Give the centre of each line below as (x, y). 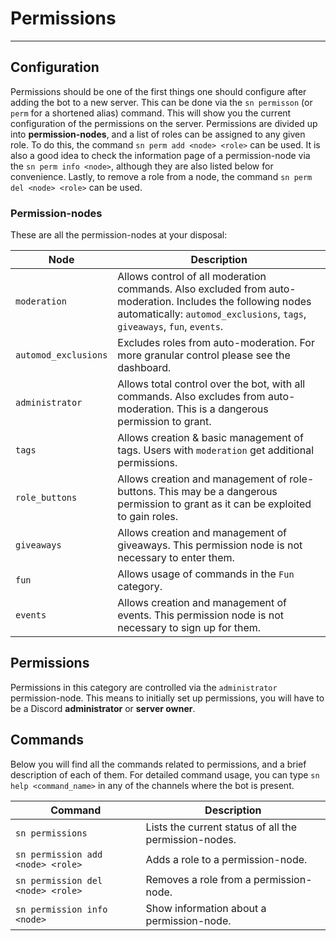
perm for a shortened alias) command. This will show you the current (151, 113)
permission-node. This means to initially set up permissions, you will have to (167, 698)
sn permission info (61, 909)
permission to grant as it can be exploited (214, 504)
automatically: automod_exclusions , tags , (212, 314)
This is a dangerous (222, 409)
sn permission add (59, 854)
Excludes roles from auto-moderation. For (216, 343)
